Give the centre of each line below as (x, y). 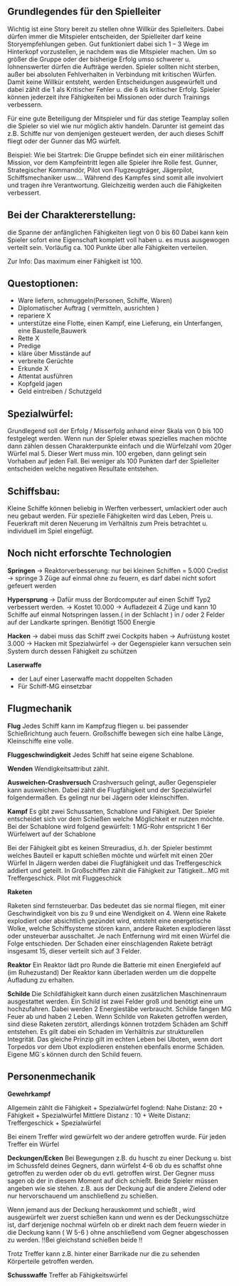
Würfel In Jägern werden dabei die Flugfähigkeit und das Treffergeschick (115, 863)
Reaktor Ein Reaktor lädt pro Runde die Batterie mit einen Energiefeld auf (115, 965)
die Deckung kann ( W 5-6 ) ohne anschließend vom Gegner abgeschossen (118, 1232)
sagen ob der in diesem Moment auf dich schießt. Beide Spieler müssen (113, 1181)
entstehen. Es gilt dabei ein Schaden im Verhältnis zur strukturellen (106, 1031)
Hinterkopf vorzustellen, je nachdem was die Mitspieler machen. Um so (112, 51)
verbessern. (25, 104)
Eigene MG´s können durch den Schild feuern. (75, 1054)
